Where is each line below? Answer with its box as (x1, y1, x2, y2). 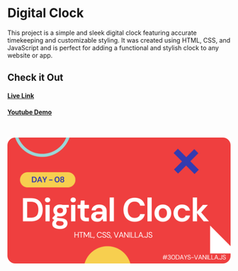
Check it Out (7, 72, 64, 84)
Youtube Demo (7, 108, 52, 116)
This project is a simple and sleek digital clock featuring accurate (7, 28, 197, 37)
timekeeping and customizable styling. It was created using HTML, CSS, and (7, 35, 231, 44)
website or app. (7, 51, 53, 60)
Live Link (7, 91, 35, 100)
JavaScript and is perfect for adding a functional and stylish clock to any (7, 43, 220, 52)
